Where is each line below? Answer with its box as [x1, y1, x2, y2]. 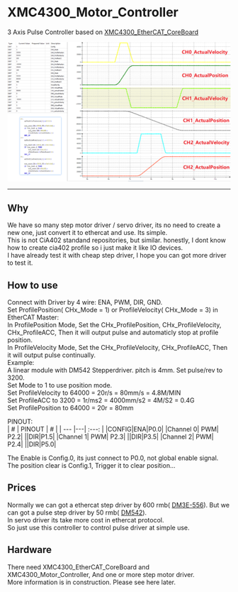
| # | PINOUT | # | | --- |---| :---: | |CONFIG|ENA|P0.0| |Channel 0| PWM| [7, 425, 220, 434]
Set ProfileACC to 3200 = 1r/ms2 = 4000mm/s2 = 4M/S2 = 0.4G [7, 396, 195, 405]
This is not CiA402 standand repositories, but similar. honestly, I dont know [7, 236, 227, 245]
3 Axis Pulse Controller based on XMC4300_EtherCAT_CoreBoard [7, 28, 199, 36]
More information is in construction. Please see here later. [7, 578, 176, 586]
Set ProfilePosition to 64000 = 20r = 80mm [7, 404, 134, 412]
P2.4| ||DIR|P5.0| [7, 440, 57, 449]
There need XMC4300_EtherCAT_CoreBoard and [7, 562, 150, 571]
